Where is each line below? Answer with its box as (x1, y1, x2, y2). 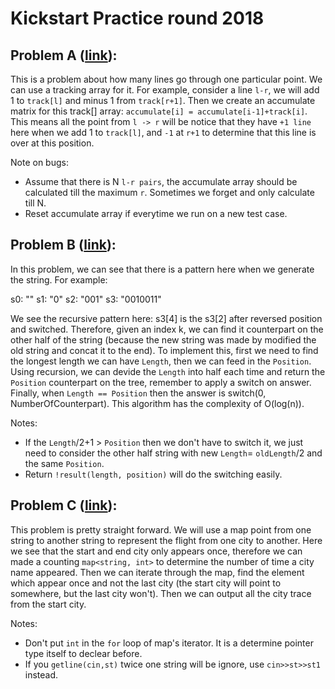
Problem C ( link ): (10, 497, 118, 514)
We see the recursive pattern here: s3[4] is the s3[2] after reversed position (10, 312, 323, 324)
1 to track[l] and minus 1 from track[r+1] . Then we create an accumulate (10, 95, 316, 106)
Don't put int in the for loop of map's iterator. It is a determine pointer (24, 637, 314, 649)
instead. (24, 668, 59, 681)
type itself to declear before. (24, 647, 143, 659)
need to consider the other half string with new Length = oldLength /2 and (24, 447, 323, 459)
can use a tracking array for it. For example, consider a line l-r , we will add (10, 84, 320, 96)
